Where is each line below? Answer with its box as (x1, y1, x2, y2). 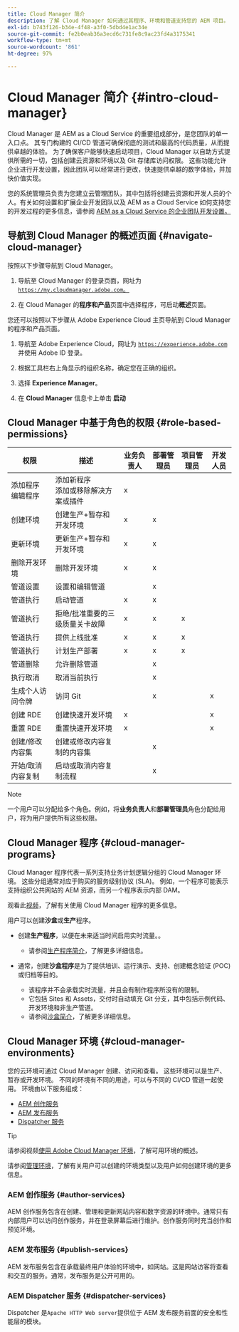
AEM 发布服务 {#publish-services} (7, 1244, 129, 1254)
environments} (7, 1046, 75, 1058)
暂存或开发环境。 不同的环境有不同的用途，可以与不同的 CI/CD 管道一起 (7, 1076, 218, 1084)
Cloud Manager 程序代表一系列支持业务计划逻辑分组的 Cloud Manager (7, 868, 213, 877)
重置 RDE (11, 724, 41, 734)
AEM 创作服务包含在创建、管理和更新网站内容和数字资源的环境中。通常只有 (7, 1207, 229, 1216)
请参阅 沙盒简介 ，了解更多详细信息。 (28, 1012, 135, 1021)
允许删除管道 (55, 660, 98, 670)
